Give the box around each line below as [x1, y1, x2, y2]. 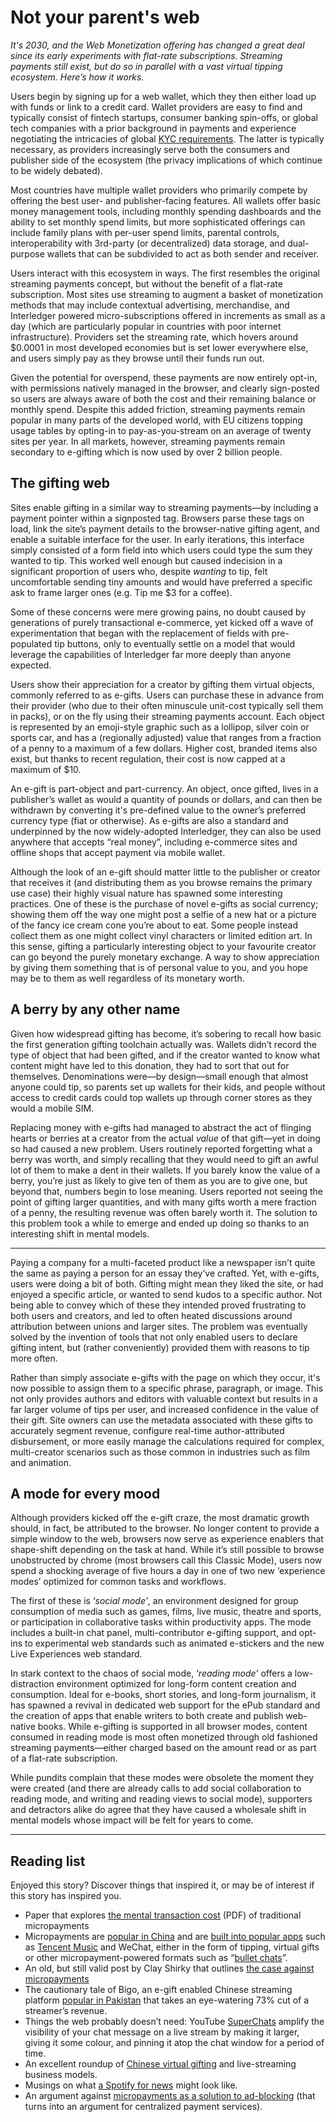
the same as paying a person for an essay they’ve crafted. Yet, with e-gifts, [10, 1267, 320, 1279]
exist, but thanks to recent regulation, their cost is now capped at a [10, 752, 286, 765]
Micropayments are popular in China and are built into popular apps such [24, 1931, 326, 1943]
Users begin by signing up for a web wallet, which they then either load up [10, 90, 317, 102]
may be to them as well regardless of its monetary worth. [10, 972, 245, 984]
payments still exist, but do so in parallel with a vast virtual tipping [10, 60, 283, 72]
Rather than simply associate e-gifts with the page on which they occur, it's [10, 1371, 321, 1383]
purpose [10, 247, 45, 260]
